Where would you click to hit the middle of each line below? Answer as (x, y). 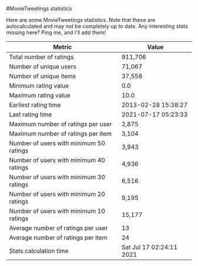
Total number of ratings (42, 57)
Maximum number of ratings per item (60, 134)
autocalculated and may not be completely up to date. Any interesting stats (97, 26)
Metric (62, 47)
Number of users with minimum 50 (57, 143)
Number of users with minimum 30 (57, 177)
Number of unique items (43, 76)
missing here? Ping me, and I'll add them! (56, 32)
